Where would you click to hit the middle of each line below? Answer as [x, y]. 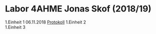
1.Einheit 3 [15, 27]
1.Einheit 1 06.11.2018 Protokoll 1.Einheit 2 [46, 22]
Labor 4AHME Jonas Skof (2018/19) [78, 9]
